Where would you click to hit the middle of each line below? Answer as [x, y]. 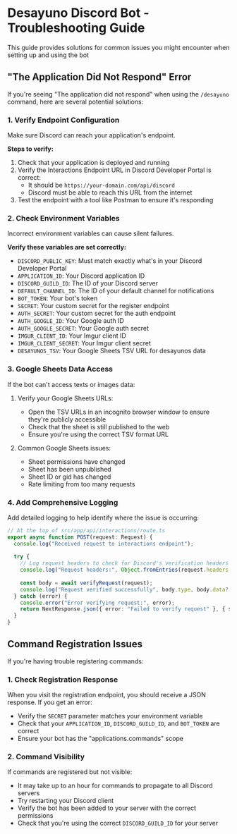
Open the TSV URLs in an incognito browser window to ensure [119, 412]
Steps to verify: [31, 149]
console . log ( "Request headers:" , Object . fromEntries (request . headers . [126, 570]
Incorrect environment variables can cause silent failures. [91, 233]
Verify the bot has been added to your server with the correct [107, 808]
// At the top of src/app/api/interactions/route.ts [86, 530]
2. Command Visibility [46, 757]
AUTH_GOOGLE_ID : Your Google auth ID [71, 321]
